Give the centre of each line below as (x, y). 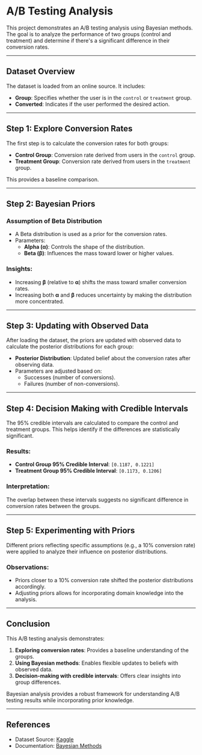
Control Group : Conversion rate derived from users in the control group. (105, 155)
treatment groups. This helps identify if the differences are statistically (93, 429)
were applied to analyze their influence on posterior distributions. (87, 551)
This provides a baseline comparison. (53, 179)
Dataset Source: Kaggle (44, 739)
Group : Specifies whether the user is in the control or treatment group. (103, 98)
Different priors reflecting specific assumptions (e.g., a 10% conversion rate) (101, 545)
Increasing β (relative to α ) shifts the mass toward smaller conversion (101, 282)
